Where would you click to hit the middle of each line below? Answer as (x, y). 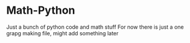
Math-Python (41, 10)
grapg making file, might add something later (63, 33)
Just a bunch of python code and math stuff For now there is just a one (95, 27)
